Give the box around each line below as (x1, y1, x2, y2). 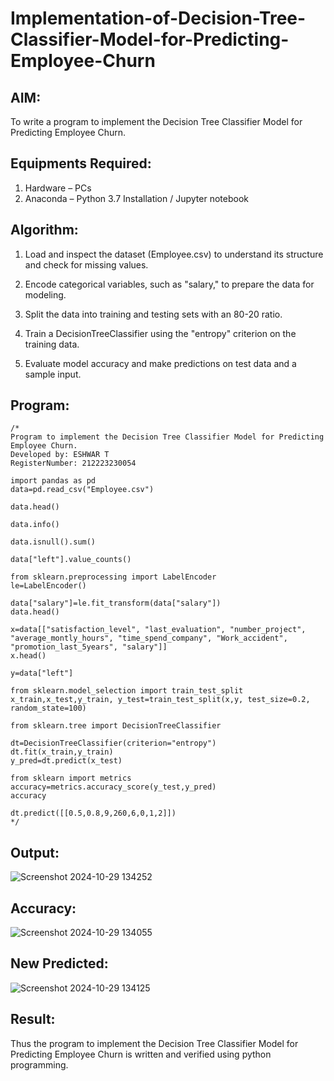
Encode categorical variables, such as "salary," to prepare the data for (24, 278, 315, 290)
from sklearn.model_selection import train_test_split (10, 686, 244, 696)
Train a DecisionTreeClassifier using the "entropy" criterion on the (24, 327, 297, 339)
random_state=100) (10, 703, 87, 714)
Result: (10, 1011, 56, 1028)
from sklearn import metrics (10, 773, 132, 784)
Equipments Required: (10, 155, 152, 172)
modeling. (24, 288, 67, 301)
